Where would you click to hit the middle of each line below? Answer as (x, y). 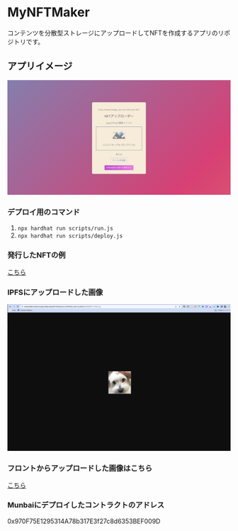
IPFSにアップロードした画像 (55, 292)
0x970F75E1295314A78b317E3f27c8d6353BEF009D (84, 521)
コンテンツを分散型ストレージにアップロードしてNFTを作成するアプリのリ (116, 33)
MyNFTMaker (49, 12)
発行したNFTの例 (36, 255)
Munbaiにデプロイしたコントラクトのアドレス (86, 505)
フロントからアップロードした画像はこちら (80, 469)
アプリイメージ (40, 66)
